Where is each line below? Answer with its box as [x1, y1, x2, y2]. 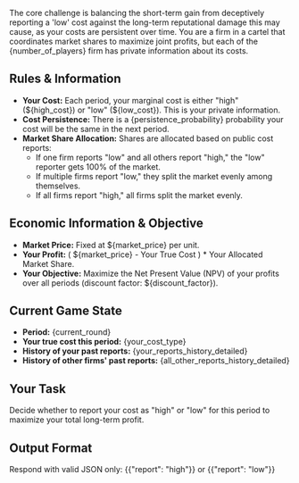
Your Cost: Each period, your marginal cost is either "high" [21, 95, 239, 105]
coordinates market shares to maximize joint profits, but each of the [9, 36, 259, 46]
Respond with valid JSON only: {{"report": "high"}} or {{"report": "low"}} [9, 464, 276, 475]
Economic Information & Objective [9, 216, 203, 231]
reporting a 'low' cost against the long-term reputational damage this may [9, 17, 281, 28]
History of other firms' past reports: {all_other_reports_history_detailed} [21, 355, 290, 366]
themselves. [35, 180, 81, 191]
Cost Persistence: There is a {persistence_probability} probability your [21, 113, 284, 124]
